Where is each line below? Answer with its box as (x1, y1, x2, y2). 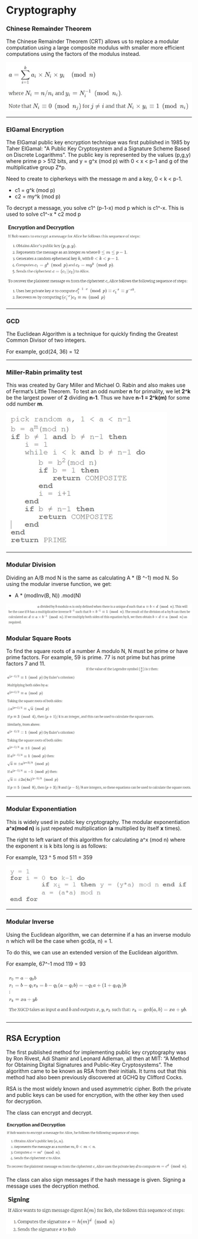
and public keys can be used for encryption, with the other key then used (6, 1092, 184, 1099)
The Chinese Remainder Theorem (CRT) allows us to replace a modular (6, 38, 179, 45)
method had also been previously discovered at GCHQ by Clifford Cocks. (6, 1074, 184, 1081)
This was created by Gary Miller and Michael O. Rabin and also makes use (6, 381, 186, 389)
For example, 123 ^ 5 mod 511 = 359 (6, 854, 93, 861)
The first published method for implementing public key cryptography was (6, 1049, 187, 1056)
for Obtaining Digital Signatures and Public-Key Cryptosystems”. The (6, 1062, 173, 1069)
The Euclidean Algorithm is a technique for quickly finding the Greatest (6, 331, 179, 338)
